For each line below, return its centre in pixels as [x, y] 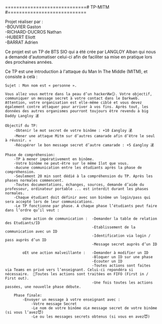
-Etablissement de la [114, 227]
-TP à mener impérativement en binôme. [54, 159]
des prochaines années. [29, 62]
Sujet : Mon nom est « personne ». [41, 86]
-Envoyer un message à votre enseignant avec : [71, 300]
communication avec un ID [31, 232]
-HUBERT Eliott [20, 37]
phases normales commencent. [34, 180]
